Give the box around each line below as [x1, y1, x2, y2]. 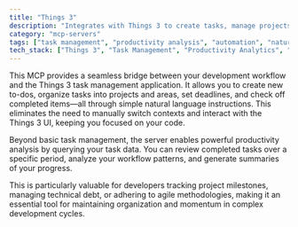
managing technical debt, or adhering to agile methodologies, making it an [9, 190, 281, 200]
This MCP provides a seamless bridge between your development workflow [9, 70, 286, 81]
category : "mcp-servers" [9, 29, 101, 38]
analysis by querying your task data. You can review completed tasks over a [9, 144, 287, 155]
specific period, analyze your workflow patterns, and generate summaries [9, 153, 279, 164]
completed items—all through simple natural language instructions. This [9, 98, 272, 109]
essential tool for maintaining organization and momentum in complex [9, 199, 264, 209]
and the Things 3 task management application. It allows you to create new [9, 80, 284, 90]
